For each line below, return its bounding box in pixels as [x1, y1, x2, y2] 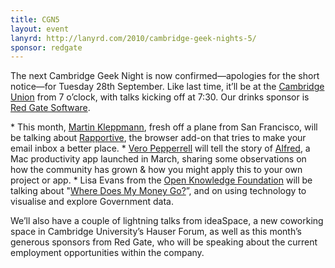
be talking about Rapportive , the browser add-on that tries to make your [10, 132, 307, 144]
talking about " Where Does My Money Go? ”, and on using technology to [10, 185, 307, 197]
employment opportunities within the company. [10, 247, 205, 259]
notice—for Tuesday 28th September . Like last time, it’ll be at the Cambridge [10, 81, 325, 93]
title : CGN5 [10, 14, 60, 25]
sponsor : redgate [10, 42, 83, 53]
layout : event [10, 24, 70, 34]
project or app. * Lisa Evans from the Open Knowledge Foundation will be [10, 174, 313, 186]
